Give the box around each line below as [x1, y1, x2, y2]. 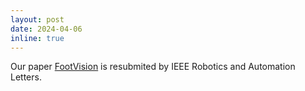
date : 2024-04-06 [10, 24, 83, 34]
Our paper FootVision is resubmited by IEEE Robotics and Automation [10, 61, 296, 73]
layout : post [10, 14, 65, 25]
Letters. [10, 71, 42, 83]
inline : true [10, 33, 65, 43]
